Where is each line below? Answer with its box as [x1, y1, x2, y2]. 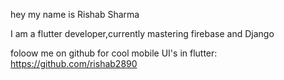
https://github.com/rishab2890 [10, 58, 138, 69]
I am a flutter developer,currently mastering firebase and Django [10, 28, 275, 39]
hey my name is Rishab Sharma [10, 9, 140, 20]
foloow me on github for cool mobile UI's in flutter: [10, 47, 218, 59]
